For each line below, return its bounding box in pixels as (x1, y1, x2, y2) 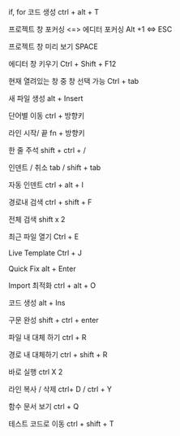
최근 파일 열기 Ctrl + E (8, 232, 79, 242)
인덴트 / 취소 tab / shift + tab (8, 163, 101, 172)
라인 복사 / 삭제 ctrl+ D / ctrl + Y (8, 385, 112, 394)
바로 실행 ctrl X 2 (8, 367, 63, 377)
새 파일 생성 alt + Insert (8, 94, 84, 103)
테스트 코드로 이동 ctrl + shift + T (8, 419, 114, 429)
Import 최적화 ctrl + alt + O (8, 281, 96, 290)
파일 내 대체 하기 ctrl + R (8, 333, 87, 342)
